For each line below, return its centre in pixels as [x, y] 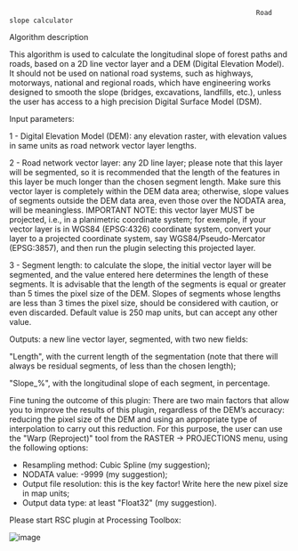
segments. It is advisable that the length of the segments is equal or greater [148, 284]
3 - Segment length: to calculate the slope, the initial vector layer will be [141, 265]
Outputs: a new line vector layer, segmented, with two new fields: [129, 339]
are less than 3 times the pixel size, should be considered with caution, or [144, 303]
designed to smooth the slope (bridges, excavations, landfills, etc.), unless [145, 92]
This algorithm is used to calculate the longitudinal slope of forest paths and [148, 54]
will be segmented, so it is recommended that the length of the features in [145, 172]
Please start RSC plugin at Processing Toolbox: [95, 520]
